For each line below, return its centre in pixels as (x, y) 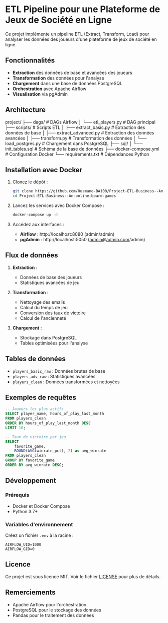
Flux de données (32, 255)
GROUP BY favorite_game (30, 460)
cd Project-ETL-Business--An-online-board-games (64, 196)
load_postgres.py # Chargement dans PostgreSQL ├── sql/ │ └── (74, 143)
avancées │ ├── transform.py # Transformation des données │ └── (76, 138)
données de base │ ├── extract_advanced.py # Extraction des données (80, 132)
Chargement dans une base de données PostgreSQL (67, 83)
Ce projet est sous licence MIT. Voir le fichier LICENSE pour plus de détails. (83, 576)
